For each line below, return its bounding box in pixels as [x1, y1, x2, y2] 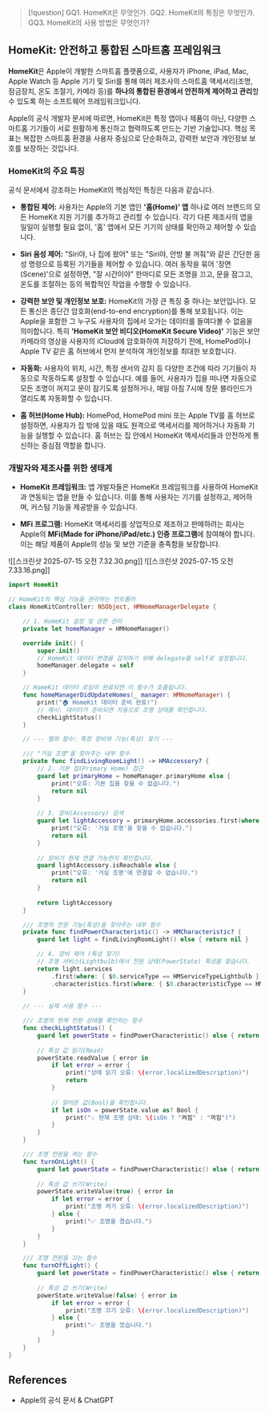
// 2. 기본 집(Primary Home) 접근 [37, 765, 144, 773]
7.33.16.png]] [8, 565, 50, 575]
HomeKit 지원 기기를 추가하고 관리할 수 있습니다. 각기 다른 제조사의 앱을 [28, 212, 254, 222]
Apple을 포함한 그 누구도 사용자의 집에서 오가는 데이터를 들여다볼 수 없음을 [19, 317, 253, 326]
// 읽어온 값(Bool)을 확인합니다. [50, 1098, 150, 1107]
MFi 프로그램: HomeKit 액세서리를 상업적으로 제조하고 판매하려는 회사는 [19, 519, 246, 529]
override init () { [22, 639, 84, 648]
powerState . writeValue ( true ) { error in [37, 1188, 174, 1196]
